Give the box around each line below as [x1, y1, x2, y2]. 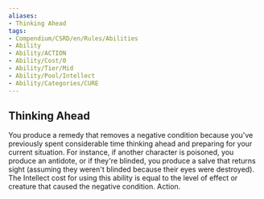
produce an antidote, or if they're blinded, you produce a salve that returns [8, 156, 256, 166]
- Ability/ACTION [8, 49, 67, 57]
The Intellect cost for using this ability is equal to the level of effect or [8, 173, 238, 183]
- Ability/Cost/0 [8, 57, 67, 65]
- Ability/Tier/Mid [8, 64, 74, 73]
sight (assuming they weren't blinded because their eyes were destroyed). [8, 164, 255, 174]
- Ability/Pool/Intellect [8, 72, 95, 80]
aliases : [8, 11, 38, 20]
